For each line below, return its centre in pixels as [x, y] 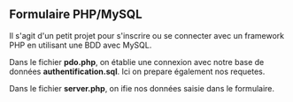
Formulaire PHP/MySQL [76, 15]
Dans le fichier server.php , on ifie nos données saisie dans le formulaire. [142, 88]
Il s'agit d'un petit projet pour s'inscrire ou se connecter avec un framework [147, 35]
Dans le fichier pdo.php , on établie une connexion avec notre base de [137, 62]
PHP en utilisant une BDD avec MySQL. [81, 45]
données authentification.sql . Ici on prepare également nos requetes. [137, 71]
